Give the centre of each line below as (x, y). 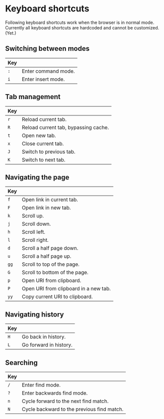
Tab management (33, 97)
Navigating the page (37, 177)
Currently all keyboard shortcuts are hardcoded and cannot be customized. (82, 27)
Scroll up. (33, 216)
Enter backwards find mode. (55, 393)
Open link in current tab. (50, 200)
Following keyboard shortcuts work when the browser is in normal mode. (80, 22)
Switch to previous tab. (48, 151)
